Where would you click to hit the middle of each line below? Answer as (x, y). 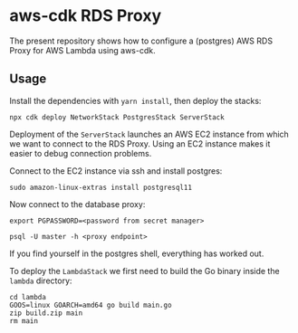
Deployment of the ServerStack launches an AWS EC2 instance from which (149, 134)
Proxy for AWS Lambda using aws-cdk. (82, 50)
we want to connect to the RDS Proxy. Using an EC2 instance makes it (140, 143)
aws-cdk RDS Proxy (85, 16)
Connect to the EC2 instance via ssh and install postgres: (116, 171)
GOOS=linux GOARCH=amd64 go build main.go (91, 305)
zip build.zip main (46, 313)
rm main (24, 321)
